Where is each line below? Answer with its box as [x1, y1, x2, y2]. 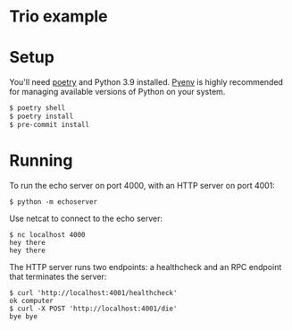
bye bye [9, 311, 38, 321]
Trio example [9, 6, 109, 27]
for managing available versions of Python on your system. [9, 87, 226, 97]
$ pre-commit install [9, 120, 90, 129]
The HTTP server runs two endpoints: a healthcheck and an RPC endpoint [9, 261, 282, 272]
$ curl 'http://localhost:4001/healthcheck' [9, 288, 178, 297]
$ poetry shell [9, 104, 66, 113]
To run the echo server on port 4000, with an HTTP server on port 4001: [9, 180, 275, 190]
